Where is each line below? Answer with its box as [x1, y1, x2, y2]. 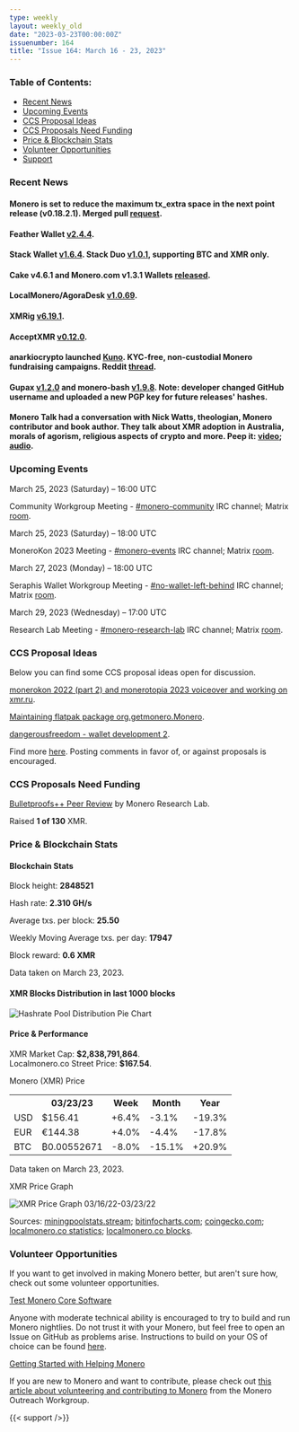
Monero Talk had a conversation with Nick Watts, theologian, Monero [9, 412, 273, 423]
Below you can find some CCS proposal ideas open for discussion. [9, 666, 256, 678]
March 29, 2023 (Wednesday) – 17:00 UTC [9, 607, 167, 618]
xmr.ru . [9, 693, 36, 705]
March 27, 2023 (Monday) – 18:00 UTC [9, 562, 153, 573]
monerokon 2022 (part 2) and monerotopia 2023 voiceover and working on [9, 684, 288, 695]
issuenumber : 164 [9, 38, 75, 48]
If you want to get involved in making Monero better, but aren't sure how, [9, 1268, 278, 1278]
